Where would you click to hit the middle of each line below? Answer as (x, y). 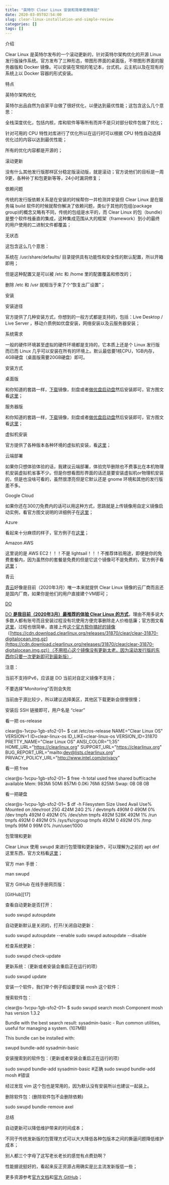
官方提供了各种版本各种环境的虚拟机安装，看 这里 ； (58, 445)
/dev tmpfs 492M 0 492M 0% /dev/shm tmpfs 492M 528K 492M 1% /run (81, 815)
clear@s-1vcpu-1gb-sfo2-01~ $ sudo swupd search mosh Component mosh (84, 1008)
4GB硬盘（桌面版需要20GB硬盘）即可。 (47, 357)
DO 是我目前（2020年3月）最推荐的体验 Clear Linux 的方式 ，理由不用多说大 (84, 614)
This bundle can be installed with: (40, 1038)
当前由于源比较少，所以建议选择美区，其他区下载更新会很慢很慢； (73, 699)
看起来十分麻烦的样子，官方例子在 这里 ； (47, 533)
